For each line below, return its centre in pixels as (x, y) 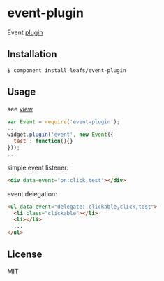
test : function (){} (43, 142)
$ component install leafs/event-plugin (67, 70)
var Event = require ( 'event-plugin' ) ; (64, 122)
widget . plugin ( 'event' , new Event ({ (60, 135)
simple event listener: (38, 167)
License (25, 255)
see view (20, 109)
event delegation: (32, 193)
